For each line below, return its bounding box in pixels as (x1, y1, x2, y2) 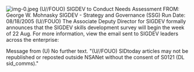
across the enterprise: (6, 37, 60, 43)
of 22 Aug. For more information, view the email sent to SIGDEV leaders (6, 30, 179, 37)
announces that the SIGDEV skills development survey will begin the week (6, 24, 185, 31)
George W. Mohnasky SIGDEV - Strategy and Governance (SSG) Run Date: (6, 12, 186, 19)
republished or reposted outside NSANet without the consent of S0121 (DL (6, 54, 185, 60)
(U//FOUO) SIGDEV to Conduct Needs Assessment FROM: (39, 6, 180, 12)
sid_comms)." (6, 60, 39, 67)
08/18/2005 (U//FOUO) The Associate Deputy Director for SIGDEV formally (6, 18, 186, 24)
